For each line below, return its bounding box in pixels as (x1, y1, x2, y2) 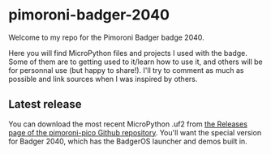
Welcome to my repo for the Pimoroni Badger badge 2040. (8, 32, 204, 42)
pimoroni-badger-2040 (8, 6, 170, 24)
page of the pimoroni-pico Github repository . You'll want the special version (8, 127, 262, 137)
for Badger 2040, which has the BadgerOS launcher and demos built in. (8, 136, 247, 146)
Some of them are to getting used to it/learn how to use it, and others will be (8, 57, 263, 66)
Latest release (8, 97, 82, 111)
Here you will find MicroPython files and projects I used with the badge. (8, 48, 247, 58)
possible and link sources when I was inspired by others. (8, 74, 198, 83)
